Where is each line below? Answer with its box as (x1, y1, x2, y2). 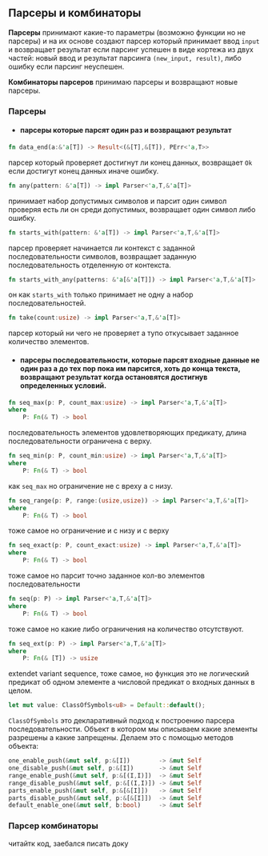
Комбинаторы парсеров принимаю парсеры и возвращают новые (8, 77, 238, 86)
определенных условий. (19, 380, 106, 390)
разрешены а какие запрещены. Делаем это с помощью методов (8, 733, 234, 742)
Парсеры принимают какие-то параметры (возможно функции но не (8, 27, 246, 37)
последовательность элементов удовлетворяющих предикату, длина (8, 428, 246, 438)
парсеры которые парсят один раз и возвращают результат (19, 126, 232, 135)
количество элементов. (8, 337, 90, 346)
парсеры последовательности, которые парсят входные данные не (19, 355, 260, 365)
